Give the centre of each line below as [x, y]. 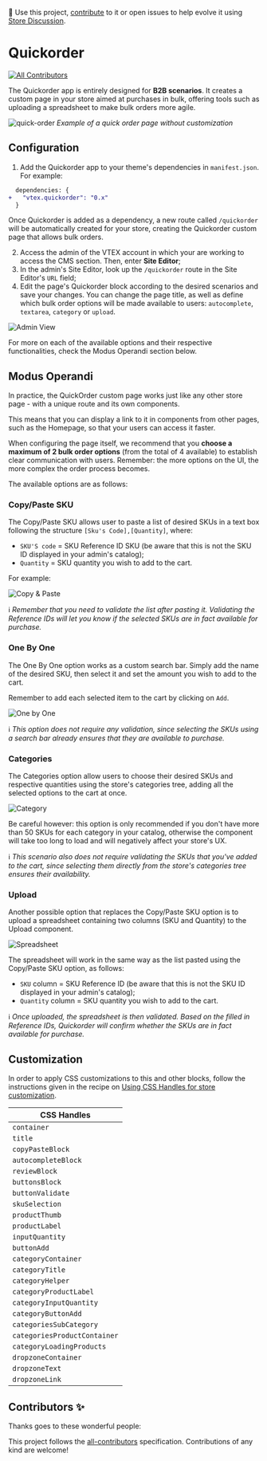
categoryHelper [41, 1281]
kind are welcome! [39, 1450]
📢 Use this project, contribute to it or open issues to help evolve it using [126, 12]
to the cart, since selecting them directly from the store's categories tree [128, 866]
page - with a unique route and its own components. [94, 404]
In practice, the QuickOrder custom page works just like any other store [126, 395]
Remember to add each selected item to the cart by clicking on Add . [119, 697]
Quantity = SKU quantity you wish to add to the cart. [106, 563]
